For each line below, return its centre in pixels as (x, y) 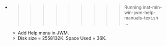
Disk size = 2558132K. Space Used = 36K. (62, 38)
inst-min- (152, 7)
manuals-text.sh (141, 18)
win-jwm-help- (140, 12)
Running (133, 7)
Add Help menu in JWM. (43, 33)
